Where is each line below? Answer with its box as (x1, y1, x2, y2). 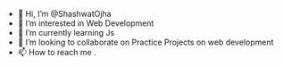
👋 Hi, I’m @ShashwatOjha (17, 9, 112, 19)
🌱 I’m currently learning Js (17, 28, 115, 37)
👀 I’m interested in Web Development (17, 18, 154, 29)
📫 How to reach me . (17, 47, 96, 57)
